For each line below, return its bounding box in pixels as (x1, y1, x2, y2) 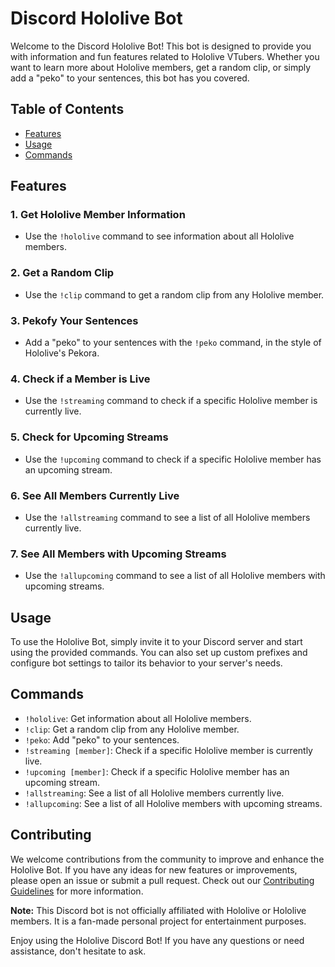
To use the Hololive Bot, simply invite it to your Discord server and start (10, 636, 303, 648)
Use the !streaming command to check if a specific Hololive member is (24, 395, 318, 407)
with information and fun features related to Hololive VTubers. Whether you (10, 50, 320, 62)
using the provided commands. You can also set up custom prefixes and (10, 647, 308, 659)
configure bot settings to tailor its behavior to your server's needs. (10, 657, 283, 669)
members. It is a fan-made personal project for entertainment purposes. (10, 915, 307, 927)
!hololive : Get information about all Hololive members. (24, 712, 252, 724)
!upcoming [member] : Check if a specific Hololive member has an (24, 765, 290, 777)
